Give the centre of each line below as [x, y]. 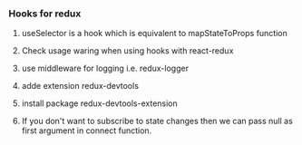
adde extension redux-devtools [80, 86]
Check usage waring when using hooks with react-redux [127, 51]
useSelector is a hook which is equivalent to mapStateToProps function [154, 34]
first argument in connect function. [87, 130]
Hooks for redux [45, 14]
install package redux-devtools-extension [99, 103]
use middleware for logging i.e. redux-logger [105, 68]
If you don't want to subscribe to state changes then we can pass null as [157, 121]
